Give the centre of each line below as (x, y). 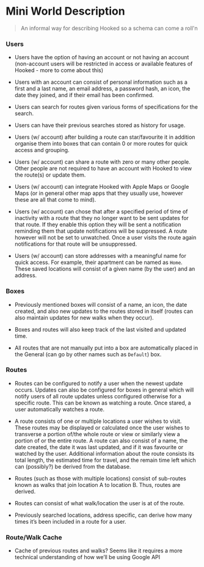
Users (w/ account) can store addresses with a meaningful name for (100, 256)
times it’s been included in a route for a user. (70, 521)
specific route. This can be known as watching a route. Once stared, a (103, 403)
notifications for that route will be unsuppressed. (76, 244)
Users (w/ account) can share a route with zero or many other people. (102, 162)
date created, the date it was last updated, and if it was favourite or (99, 447)
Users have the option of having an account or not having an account (102, 57)
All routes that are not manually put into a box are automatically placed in (106, 348)
